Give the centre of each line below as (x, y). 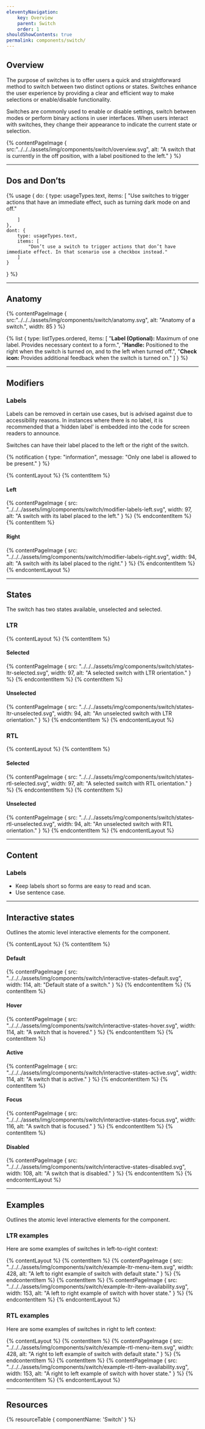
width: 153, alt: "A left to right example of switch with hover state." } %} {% (100, 1293)
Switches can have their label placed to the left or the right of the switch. (98, 445)
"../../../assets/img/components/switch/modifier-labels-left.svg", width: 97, (99, 509)
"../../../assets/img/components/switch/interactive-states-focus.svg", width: (101, 1120)
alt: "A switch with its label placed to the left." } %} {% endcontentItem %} (99, 516)
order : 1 (28, 29)
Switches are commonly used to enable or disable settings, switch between (101, 111)
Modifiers (25, 383)
